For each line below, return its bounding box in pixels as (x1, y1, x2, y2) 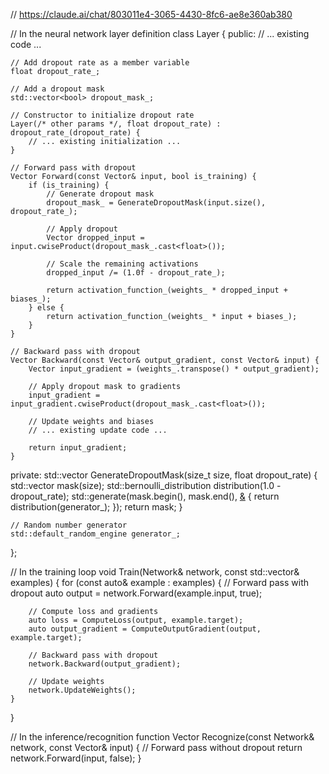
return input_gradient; (28, 443, 128, 453)
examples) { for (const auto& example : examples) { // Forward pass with (10, 577, 310, 588)
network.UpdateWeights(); (28, 685, 137, 695)
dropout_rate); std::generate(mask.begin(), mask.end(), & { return (10, 490, 280, 502)
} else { (28, 303, 65, 313)
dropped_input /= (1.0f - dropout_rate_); (46, 268, 226, 278)
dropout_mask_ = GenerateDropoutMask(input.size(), (46, 198, 267, 208)
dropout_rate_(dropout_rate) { (10, 128, 141, 138)
